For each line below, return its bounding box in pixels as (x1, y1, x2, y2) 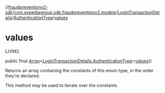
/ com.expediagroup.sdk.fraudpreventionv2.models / (12, 9, 118, 15)
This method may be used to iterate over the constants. (5, 82, 118, 88)
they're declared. (5, 73, 40, 79)
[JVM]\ (5, 48, 20, 54)
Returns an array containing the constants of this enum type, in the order (5, 67, 154, 73)
